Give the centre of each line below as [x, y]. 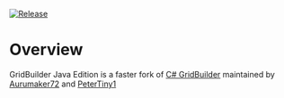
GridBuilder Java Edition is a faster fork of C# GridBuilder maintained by [142, 74]
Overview [46, 50]
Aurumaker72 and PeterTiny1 [63, 84]
